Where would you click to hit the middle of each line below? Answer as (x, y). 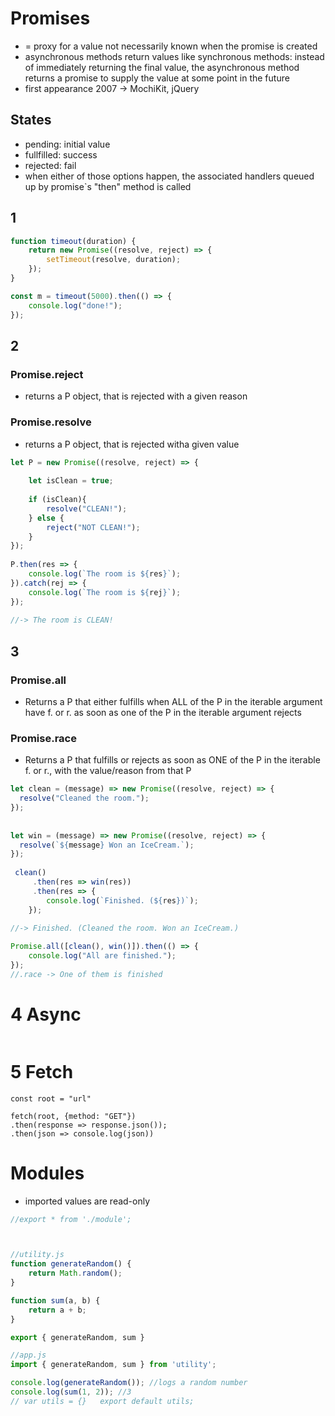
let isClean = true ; (71, 481)
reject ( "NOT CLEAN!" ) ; (93, 527)
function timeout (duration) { (73, 241)
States (31, 120)
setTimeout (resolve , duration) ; (114, 260)
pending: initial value (67, 144)
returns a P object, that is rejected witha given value (132, 444)
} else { (46, 518)
